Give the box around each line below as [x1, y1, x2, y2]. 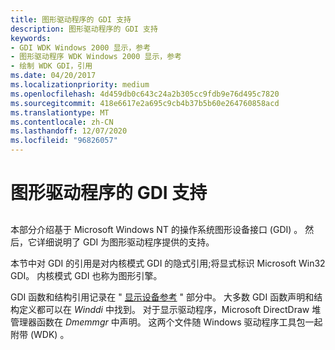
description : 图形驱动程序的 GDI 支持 [10, 24, 158, 34]
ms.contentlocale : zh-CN [10, 117, 114, 127]
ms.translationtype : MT [10, 107, 110, 118]
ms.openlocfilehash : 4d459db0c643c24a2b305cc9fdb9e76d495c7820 [10, 89, 280, 99]
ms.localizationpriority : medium [10, 80, 150, 90]
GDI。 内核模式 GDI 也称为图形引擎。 [10, 269, 163, 281]
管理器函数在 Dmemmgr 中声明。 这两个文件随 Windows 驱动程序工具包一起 [10, 316, 323, 328]
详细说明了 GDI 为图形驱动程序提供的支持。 [36, 236, 215, 248]
